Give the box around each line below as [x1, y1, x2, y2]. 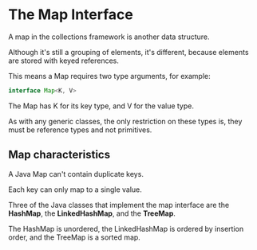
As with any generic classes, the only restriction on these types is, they [8, 116, 243, 126]
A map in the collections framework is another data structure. [8, 32, 210, 41]
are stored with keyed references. [8, 56, 120, 65]
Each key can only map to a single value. [8, 185, 142, 194]
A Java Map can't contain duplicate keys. [8, 169, 144, 178]
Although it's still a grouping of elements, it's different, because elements [8, 47, 249, 57]
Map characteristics [8, 148, 110, 162]
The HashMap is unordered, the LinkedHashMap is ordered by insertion [8, 224, 244, 233]
